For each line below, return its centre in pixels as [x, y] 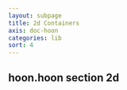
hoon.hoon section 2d [64, 78]
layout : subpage [35, 16]
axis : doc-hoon [33, 30]
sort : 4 [21, 45]
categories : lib [35, 38]
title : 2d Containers [44, 23]
